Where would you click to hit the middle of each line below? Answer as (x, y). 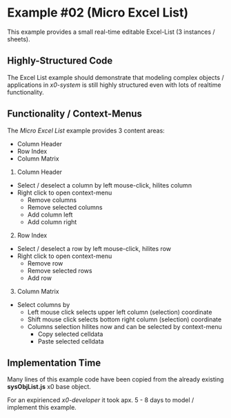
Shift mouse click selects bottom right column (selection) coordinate (124, 319)
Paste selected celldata (71, 341)
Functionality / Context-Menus (75, 114)
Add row (39, 278)
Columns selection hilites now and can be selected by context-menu (125, 326)
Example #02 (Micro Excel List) (98, 13)
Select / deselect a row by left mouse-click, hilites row (94, 248)
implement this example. (42, 408)
